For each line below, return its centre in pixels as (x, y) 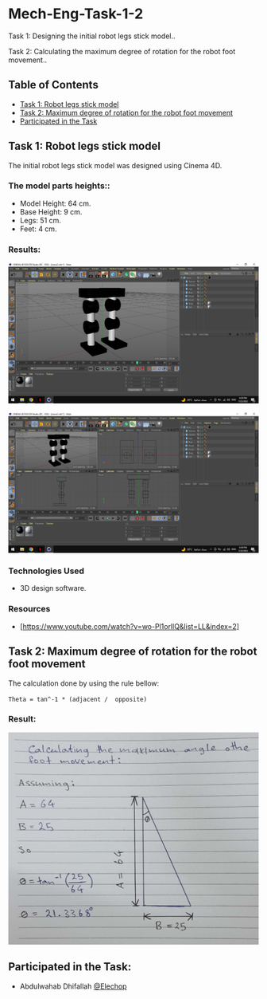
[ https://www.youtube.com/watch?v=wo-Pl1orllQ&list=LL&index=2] (130, 626)
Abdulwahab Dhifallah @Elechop (73, 986)
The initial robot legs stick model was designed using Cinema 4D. (115, 165)
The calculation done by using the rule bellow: (84, 683)
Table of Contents (54, 85)
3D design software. (53, 588)
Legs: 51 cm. (41, 220)
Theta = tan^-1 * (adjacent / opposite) (78, 699)
